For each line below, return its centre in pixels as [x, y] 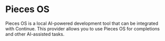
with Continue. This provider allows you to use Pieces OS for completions [82, 28]
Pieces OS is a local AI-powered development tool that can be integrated [82, 23]
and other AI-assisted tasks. [35, 34]
